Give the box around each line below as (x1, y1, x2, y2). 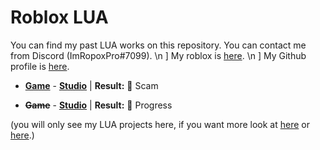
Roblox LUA (10, 6, 109, 29)
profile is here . (10, 60, 70, 72)
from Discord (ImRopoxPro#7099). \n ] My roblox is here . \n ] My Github (10, 49, 307, 61)
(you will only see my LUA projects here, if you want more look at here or (10, 118, 310, 130)
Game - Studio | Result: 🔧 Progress (24, 99, 173, 111)
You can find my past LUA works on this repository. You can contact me (10, 39, 307, 51)
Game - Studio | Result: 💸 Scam (24, 79, 159, 91)
